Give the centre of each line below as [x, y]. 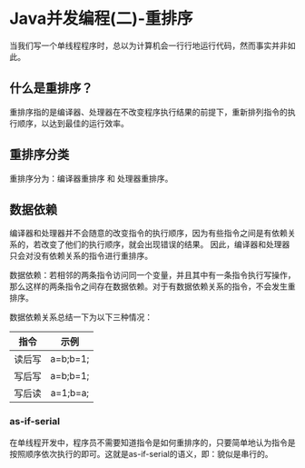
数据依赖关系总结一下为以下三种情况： [81, 317]
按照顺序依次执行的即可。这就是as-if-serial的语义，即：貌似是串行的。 [141, 453]
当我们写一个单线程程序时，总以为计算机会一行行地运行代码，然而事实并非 [148, 45]
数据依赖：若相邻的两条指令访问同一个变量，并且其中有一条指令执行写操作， [152, 275]
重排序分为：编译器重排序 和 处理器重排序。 [91, 178]
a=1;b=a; [69, 393]
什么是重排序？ [51, 89]
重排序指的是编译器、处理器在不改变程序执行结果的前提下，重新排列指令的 [148, 112]
